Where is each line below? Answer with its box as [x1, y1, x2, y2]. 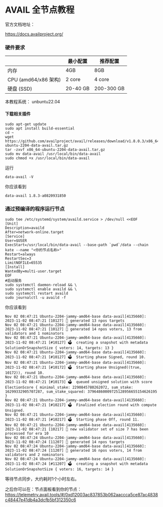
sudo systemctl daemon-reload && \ [5, 282, 77, 287]
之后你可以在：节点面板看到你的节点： [5, 486, 81, 492]
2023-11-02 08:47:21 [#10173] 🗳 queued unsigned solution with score [5, 379, 153, 384]
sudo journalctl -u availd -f [5, 295, 66, 300]
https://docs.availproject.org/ [5, 31, 64, 37]
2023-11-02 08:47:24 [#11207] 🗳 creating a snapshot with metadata [5, 461, 148, 466]
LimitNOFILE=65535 [5, 260, 42, 265]
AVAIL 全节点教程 [5, 4, 75, 16]
